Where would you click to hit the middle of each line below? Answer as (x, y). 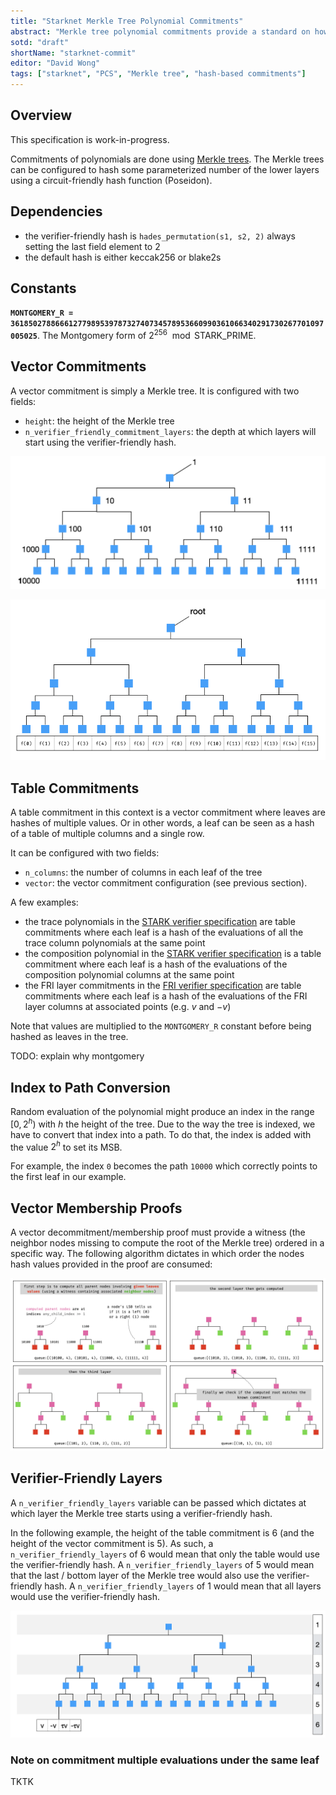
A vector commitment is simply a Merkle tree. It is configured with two (155, 391)
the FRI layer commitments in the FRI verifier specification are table (163, 986)
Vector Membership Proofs (96, 1208)
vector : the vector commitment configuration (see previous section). (166, 883)
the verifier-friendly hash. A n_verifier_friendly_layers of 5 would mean (162, 1564)
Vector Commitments (78, 366)
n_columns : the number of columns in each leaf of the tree (143, 872)
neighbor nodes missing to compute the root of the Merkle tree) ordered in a (167, 1243)
